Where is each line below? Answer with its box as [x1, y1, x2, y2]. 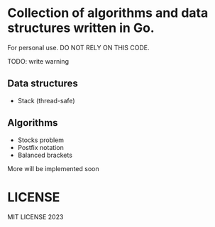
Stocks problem [17, 136, 65, 144]
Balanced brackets [17, 151, 73, 159]
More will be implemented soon [7, 164, 99, 173]
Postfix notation [17, 143, 64, 151]
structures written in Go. [7, 20, 155, 36]
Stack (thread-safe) [17, 96, 76, 105]
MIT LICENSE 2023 [7, 212, 64, 221]
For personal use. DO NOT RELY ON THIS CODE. [7, 43, 150, 52]
